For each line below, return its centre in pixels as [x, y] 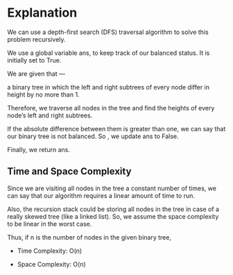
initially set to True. [34, 60]
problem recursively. [36, 39]
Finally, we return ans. [39, 149]
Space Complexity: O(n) [52, 264]
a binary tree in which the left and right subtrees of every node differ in [109, 87]
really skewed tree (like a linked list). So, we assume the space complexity [113, 216]
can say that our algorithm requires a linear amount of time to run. [101, 195]
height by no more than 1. [43, 94]
